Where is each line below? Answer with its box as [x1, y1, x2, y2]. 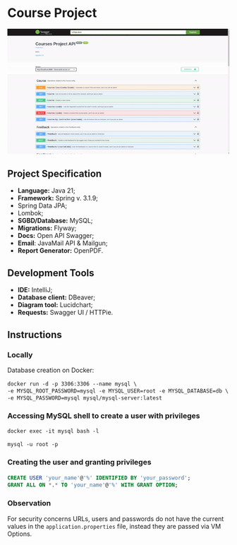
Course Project [7, 5, 97, 21]
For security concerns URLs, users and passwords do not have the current [7, 514, 224, 523]
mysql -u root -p [7, 441, 59, 448]
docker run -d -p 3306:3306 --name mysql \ [7, 380, 138, 388]
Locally [7, 349, 33, 359]
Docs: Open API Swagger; [17, 232, 95, 240]
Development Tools [7, 267, 95, 279]
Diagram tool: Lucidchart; [17, 301, 93, 309]
